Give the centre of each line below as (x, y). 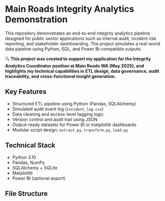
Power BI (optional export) (39, 178)
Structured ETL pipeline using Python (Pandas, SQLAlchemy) (74, 103)
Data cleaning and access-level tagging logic (58, 114)
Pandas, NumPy (29, 162)
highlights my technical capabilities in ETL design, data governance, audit (82, 71)
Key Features (26, 92)
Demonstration (36, 19)
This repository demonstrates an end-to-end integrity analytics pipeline (78, 33)
